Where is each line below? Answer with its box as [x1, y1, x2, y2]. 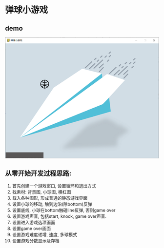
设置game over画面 [12, 226, 51, 231]
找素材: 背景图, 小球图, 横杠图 [12, 189, 71, 195]
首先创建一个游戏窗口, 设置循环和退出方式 [12, 183, 96, 189]
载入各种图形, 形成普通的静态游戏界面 [12, 195, 88, 201]
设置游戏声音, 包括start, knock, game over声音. [12, 213, 106, 219]
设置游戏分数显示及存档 [12, 238, 60, 244]
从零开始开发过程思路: [5, 169, 72, 177]
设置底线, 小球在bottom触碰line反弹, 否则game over [12, 208, 116, 213]
